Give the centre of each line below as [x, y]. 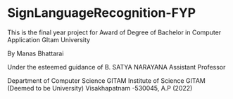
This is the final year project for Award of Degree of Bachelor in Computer [114, 32]
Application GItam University [49, 39]
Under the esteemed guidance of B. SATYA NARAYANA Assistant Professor [116, 67]
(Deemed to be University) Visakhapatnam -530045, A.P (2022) [100, 88]
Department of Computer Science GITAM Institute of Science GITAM [106, 80]
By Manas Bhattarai [36, 53]
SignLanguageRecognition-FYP [101, 13]
